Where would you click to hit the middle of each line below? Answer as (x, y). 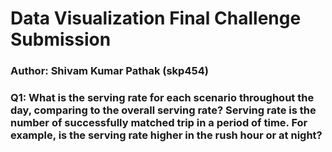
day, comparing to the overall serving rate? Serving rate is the (163, 110)
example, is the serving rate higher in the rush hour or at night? (166, 135)
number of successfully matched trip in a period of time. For (159, 123)
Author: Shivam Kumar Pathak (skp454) (109, 71)
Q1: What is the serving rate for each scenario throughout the (162, 98)
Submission (61, 39)
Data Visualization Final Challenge (156, 18)
